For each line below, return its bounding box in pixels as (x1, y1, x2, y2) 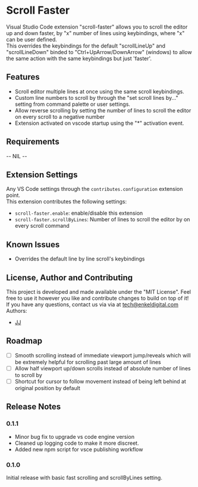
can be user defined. (6, 36, 58, 43)
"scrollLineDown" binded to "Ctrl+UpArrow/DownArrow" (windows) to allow (6, 48, 192, 55)
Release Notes (6, 402, 61, 412)
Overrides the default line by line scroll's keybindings (14, 255, 145, 262)
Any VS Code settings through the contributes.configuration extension (6, 186, 183, 193)
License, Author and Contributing (6, 272, 133, 282)
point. (6, 191, 21, 199)
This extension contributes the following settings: (6, 198, 127, 205)
